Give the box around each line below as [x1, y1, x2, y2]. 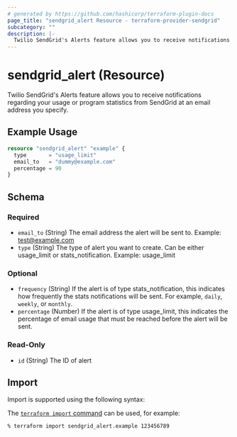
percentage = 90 [13, 164, 62, 172]
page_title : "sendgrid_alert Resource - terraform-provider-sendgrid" [7, 17, 221, 24]
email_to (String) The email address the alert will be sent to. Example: [17, 228, 221, 237]
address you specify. [7, 106, 69, 114]
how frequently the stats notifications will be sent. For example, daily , [17, 292, 223, 301]
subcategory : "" [7, 23, 55, 30]
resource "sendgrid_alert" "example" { [7, 144, 126, 152]
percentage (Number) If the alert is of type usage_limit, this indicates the [17, 307, 228, 316]
